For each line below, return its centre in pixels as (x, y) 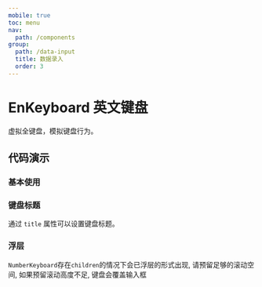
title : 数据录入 (40, 60)
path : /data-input (45, 52)
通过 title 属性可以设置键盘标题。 (64, 223)
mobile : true (29, 15)
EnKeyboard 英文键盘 (78, 107)
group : (19, 45)
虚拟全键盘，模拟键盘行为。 (53, 131)
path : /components (45, 37)
